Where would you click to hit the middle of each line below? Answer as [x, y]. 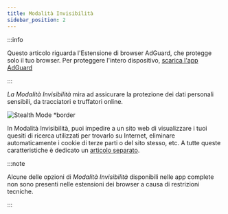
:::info [15, 39]
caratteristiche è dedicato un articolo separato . [73, 150]
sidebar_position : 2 [37, 20]
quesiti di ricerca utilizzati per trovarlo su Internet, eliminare [91, 136]
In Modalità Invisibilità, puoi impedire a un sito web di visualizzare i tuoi [107, 128]
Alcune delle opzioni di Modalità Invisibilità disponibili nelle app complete [111, 177]
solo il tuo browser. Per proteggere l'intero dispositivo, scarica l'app [103, 60]
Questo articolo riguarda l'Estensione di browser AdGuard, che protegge [110, 53]
